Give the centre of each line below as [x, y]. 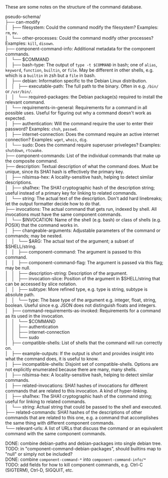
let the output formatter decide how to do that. [53, 204]
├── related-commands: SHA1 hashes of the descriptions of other [74, 412]
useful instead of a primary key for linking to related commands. [71, 193]
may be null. [18, 268]
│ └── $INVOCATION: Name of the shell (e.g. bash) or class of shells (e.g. [83, 220]
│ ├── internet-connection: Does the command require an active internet [82, 134]
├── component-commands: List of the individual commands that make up [83, 155]
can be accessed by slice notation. [41, 284]
